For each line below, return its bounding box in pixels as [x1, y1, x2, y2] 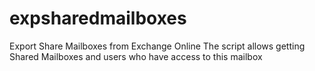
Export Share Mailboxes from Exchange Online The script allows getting [9, 40, 306, 52]
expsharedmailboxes [9, 7, 187, 30]
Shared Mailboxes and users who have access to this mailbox [9, 50, 263, 62]
